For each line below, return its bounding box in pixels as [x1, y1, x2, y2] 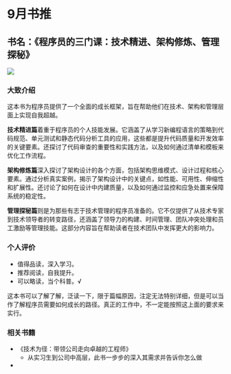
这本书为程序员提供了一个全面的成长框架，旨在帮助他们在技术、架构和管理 [7, 103, 218, 111]
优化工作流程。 [7, 152, 49, 160]
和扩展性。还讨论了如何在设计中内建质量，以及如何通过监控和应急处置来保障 [7, 183, 224, 191]
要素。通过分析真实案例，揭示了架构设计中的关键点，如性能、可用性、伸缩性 [7, 175, 224, 183]
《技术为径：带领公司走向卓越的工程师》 [16, 344, 132, 353]
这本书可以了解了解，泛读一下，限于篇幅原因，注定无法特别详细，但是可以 [7, 291, 218, 300]
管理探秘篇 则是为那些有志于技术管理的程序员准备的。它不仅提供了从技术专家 [7, 207, 224, 215]
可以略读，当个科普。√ [16, 277, 82, 285]
